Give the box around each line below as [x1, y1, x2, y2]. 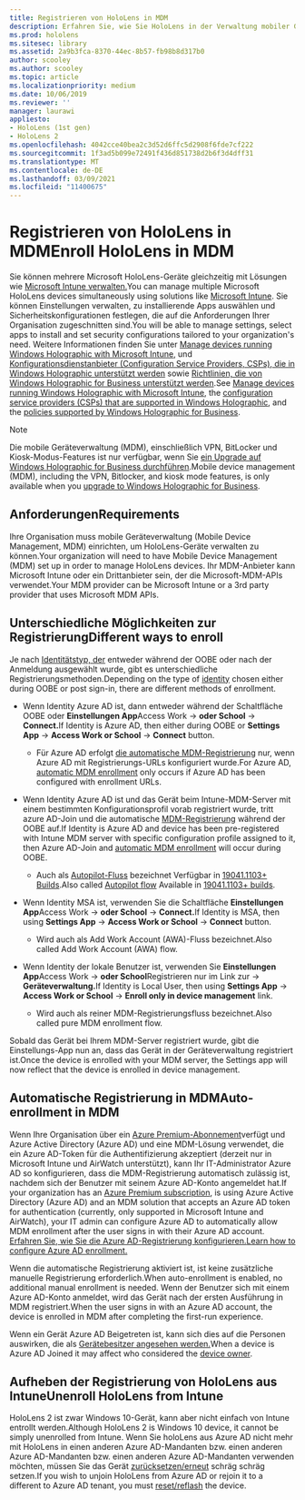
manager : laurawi [9, 106, 75, 116]
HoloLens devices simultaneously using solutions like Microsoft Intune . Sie [9, 290, 289, 301]
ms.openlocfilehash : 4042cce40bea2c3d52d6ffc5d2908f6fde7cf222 [9, 140, 254, 149]
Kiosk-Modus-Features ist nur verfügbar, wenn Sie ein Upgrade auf [9, 451, 261, 462]
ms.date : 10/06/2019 [9, 89, 88, 98]
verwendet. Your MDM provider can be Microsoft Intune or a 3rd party [9, 579, 270, 590]
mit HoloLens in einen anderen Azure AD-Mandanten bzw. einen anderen [9, 1442, 283, 1453]
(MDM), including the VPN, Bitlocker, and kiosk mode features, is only [9, 471, 271, 482]
